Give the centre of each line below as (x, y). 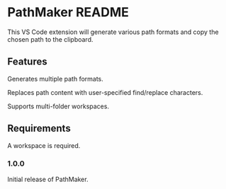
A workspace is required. (44, 145)
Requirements (39, 128)
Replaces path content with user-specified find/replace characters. (105, 92)
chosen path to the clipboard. (50, 39)
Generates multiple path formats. (56, 79)
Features (27, 62)
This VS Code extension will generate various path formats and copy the (113, 32)
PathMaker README (68, 12)
